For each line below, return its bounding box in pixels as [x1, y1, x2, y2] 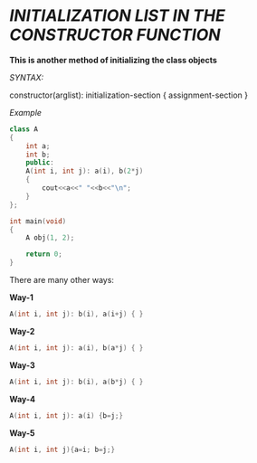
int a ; [25, 141, 51, 150]
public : [25, 158, 54, 167]
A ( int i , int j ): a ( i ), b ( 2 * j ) [25, 166, 144, 176]
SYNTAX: [9, 71, 44, 82]
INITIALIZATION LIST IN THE [9, 5, 226, 26]
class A [9, 124, 39, 134]
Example [9, 107, 43, 118]
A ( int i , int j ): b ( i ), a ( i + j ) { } [9, 309, 144, 319]
